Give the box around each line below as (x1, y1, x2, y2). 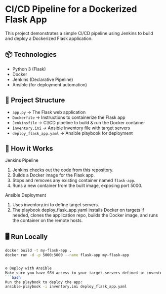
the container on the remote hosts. (12, 218, 83, 223)
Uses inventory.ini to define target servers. (12, 202, 99, 208)
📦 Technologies (5, 50, 57, 59)
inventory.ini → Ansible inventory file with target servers (12, 125, 130, 131)
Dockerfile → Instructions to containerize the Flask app (12, 114, 125, 120)
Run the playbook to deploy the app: (5, 280, 83, 285)
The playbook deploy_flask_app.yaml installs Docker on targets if (12, 207, 145, 213)
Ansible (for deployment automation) (12, 81, 87, 87)
